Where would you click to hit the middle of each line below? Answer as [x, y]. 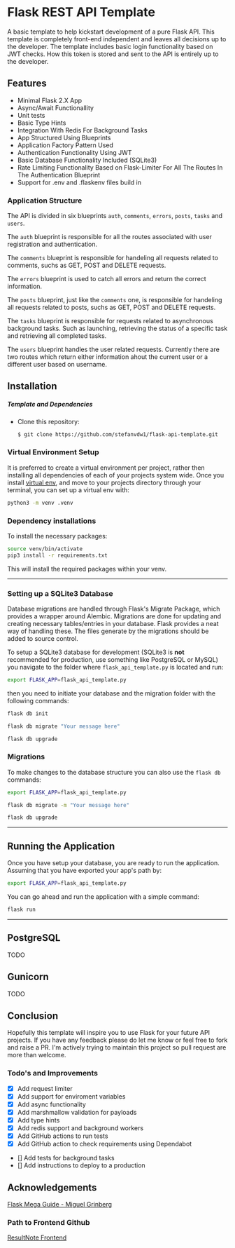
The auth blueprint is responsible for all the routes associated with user [109, 237]
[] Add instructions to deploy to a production [81, 1165]
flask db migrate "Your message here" [64, 726]
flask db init [28, 713]
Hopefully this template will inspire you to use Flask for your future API [109, 1033]
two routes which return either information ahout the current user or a [108, 357]
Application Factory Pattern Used [65, 145]
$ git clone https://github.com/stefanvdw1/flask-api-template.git [117, 435]
